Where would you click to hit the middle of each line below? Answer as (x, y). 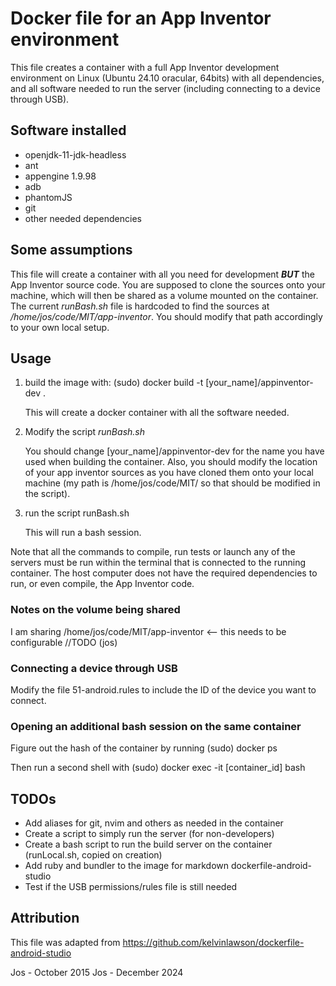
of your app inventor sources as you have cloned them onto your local (169, 473)
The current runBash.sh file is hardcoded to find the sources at (140, 306)
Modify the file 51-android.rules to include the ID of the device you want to (163, 689)
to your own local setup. (60, 327)
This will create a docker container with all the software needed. (157, 413)
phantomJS (48, 197)
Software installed (68, 130)
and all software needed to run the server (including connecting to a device (165, 88)
